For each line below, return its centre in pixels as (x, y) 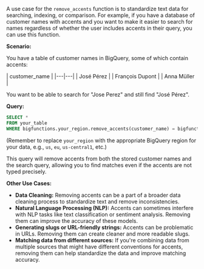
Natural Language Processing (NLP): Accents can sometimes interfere (104, 208)
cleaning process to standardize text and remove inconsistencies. (97, 201)
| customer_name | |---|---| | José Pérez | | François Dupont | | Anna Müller (100, 76)
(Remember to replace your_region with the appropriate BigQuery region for (101, 140)
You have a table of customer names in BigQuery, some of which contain (97, 58)
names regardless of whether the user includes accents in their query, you (99, 28)
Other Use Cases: (29, 183)
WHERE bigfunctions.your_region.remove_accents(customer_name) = (90, 129)
